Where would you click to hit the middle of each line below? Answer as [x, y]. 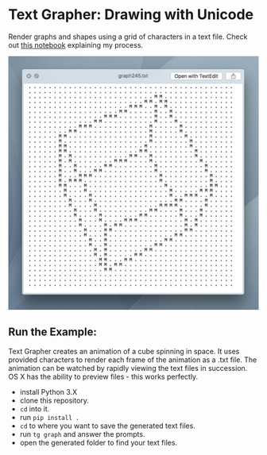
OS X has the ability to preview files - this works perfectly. [103, 376]
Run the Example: [52, 332]
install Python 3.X [48, 391]
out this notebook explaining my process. [76, 44]
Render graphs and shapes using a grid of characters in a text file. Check [128, 37]
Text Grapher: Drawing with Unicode [131, 15]
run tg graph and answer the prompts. [82, 434]
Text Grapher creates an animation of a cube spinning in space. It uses [124, 351]
